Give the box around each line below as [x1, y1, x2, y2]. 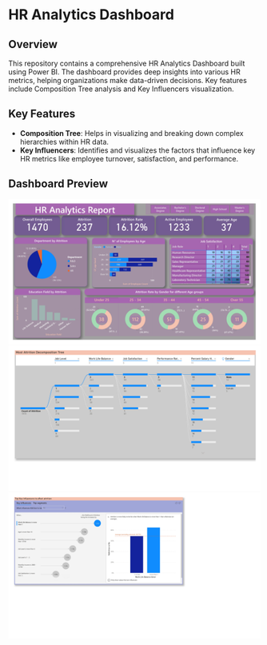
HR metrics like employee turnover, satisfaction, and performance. [19, 153, 238, 163]
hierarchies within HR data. [19, 137, 110, 146]
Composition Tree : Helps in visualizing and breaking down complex [19, 128, 244, 137]
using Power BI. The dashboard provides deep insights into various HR [8, 67, 241, 77]
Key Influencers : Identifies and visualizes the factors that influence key [19, 145, 256, 155]
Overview [8, 38, 58, 51]
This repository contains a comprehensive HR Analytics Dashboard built [8, 58, 245, 68]
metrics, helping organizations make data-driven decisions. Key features [8, 76, 248, 85]
